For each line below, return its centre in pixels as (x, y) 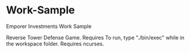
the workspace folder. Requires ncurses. (55, 44)
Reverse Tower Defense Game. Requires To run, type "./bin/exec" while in (95, 37)
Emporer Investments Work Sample (49, 26)
